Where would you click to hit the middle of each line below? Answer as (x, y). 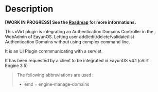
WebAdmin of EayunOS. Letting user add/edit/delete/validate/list (70, 37)
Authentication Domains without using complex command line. (68, 41)
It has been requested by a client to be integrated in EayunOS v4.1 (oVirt (77, 60)
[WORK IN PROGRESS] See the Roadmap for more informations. (70, 22)
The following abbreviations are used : (55, 75)
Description (29, 9)
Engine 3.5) (17, 66)
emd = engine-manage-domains (57, 84)
